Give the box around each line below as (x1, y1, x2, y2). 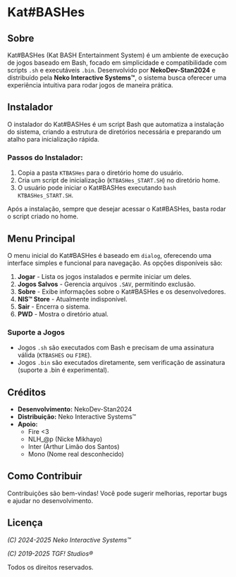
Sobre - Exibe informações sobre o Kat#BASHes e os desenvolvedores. (17, 287, 227, 296)
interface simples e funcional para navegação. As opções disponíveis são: (7, 259, 223, 267)
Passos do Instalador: (7, 152, 83, 162)
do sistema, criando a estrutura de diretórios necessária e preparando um (7, 128, 222, 136)
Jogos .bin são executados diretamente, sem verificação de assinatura (17, 359, 225, 367)
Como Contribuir (7, 470, 82, 483)
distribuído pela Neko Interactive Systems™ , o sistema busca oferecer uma (7, 73, 227, 82)
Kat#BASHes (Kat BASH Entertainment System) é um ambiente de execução (7, 51, 229, 59)
